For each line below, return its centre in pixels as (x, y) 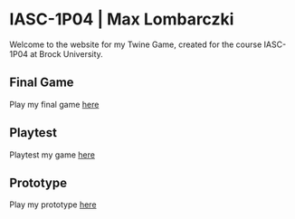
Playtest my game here (52, 155)
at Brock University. (67, 53)
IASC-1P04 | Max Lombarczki (122, 19)
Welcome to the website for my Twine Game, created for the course (136, 44)
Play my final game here (54, 104)
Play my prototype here (53, 205)
